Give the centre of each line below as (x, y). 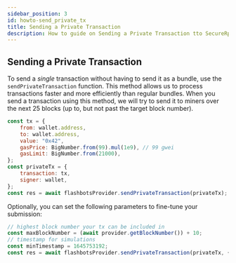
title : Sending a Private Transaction (64, 27)
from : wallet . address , (53, 128)
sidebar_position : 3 (38, 14)
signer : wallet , (44, 180)
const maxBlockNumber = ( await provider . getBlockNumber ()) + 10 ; (105, 233)
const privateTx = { (38, 167)
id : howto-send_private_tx (47, 20)
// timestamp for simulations (52, 240)
